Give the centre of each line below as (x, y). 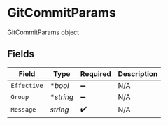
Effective (27, 86)
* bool (59, 85)
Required (96, 73)
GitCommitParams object (43, 32)
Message (23, 110)
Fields (21, 54)
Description (138, 73)
